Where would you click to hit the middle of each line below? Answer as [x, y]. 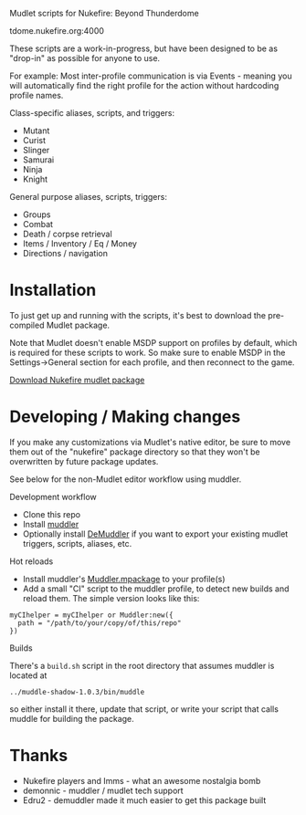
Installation [53, 290]
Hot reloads [32, 561]
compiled [27, 325]
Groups [37, 214]
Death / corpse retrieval [67, 234]
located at [28, 675]
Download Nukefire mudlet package [77, 380]
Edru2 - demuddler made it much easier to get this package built [144, 800]
